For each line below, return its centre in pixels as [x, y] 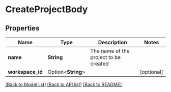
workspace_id [25, 72]
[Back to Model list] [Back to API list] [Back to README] [64, 84]
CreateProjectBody [47, 9]
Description [112, 42]
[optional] [151, 72]
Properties [22, 28]
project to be [106, 57]
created [99, 64]
